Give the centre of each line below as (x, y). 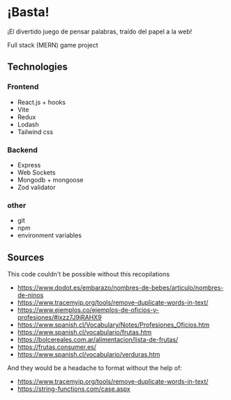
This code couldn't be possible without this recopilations (88, 274)
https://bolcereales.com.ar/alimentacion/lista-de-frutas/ (98, 340)
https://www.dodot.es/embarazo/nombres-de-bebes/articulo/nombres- (120, 288)
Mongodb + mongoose (50, 179)
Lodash (28, 124)
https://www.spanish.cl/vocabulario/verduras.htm (89, 355)
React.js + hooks (42, 102)
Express (29, 165)
